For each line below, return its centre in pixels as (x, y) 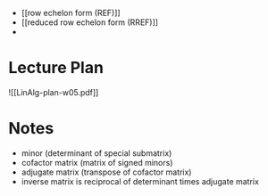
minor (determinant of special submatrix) (96, 153)
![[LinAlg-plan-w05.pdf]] (54, 92)
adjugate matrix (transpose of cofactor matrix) (106, 172)
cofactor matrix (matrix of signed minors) (97, 162)
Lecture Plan (56, 68)
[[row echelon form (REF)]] (71, 13)
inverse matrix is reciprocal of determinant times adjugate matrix (140, 181)
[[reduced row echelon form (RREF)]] (89, 22)
